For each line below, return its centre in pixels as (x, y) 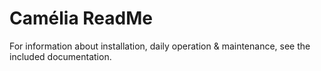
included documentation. (60, 56)
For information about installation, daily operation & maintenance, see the (160, 46)
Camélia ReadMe (81, 18)
